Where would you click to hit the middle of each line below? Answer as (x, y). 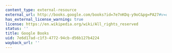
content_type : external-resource (41, 10)
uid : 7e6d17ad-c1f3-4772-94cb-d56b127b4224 (52, 38)
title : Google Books (27, 33)
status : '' (17, 29)
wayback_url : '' (23, 43)
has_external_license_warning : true (44, 19)
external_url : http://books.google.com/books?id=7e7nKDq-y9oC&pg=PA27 (82, 15)
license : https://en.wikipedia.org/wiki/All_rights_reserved (72, 24)
